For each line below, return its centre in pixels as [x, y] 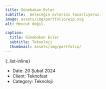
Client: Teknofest [30, 76]
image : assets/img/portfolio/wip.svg [44, 19]
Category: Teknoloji [32, 81]
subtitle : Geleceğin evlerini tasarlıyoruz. [53, 14]
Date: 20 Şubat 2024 [34, 70]
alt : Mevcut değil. [25, 24]
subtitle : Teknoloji [31, 42]
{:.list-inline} [18, 61]
